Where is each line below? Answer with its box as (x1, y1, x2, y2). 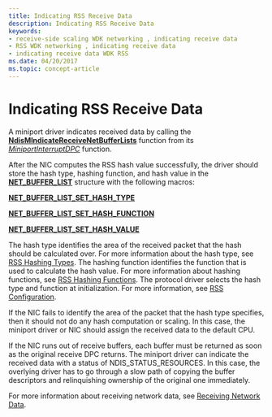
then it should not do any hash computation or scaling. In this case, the (8, 316, 246, 326)
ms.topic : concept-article (8, 65, 100, 73)
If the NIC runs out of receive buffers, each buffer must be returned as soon (8, 341, 262, 350)
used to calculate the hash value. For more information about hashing (8, 266, 241, 276)
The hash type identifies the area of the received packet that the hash (8, 240, 242, 250)
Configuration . (8, 292, 57, 302)
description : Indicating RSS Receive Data (8, 20, 154, 28)
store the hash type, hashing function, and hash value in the (8, 168, 209, 178)
